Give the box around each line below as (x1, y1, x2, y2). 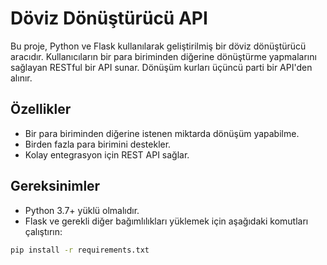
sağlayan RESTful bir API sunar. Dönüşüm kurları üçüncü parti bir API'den (10, 61, 313, 73)
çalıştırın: (24, 225, 63, 237)
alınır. (10, 72, 33, 84)
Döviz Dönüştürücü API (10, 7, 208, 30)
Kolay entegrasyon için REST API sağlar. (24, 148, 190, 161)
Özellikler (10, 101, 72, 118)
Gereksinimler (10, 178, 101, 195)
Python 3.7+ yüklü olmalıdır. (24, 204, 140, 216)
